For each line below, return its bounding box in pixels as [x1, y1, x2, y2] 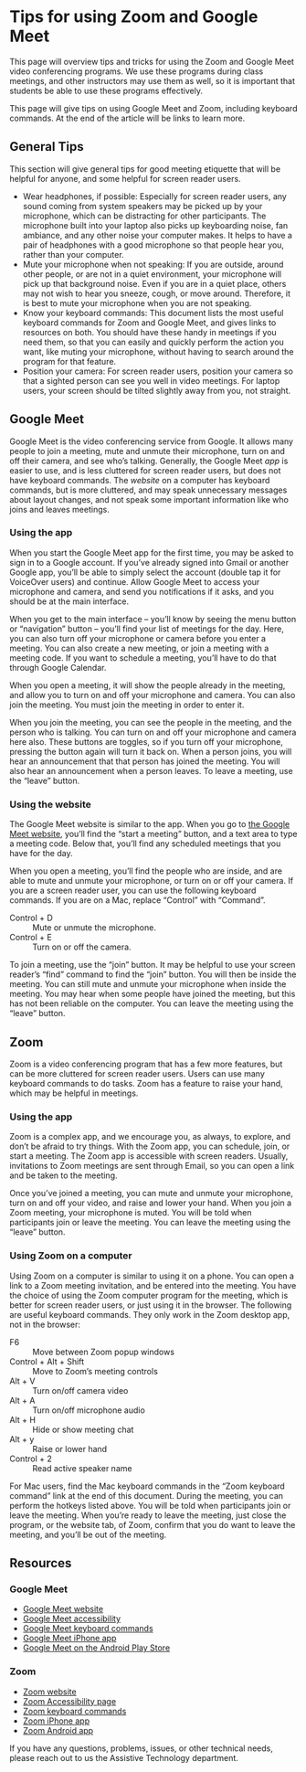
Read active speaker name [32, 1462, 132, 1473]
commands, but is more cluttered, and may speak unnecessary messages [9, 484, 288, 495]
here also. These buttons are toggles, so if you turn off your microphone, [9, 736, 283, 747]
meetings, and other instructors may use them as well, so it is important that [9, 75, 295, 86]
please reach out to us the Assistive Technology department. [9, 1752, 239, 1763]
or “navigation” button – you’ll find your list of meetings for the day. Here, [9, 623, 285, 634]
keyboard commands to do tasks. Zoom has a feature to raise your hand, [9, 1077, 283, 1088]
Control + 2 [9, 1453, 52, 1464]
